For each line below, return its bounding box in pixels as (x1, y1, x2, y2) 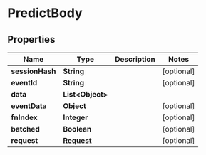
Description (115, 55, 155, 64)
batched (11, 124, 41, 134)
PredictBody (7, 5, 83, 21)
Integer (63, 112, 88, 122)
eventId (11, 78, 38, 87)
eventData (11, 101, 48, 111)
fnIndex (11, 112, 38, 122)
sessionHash (11, 66, 56, 76)
